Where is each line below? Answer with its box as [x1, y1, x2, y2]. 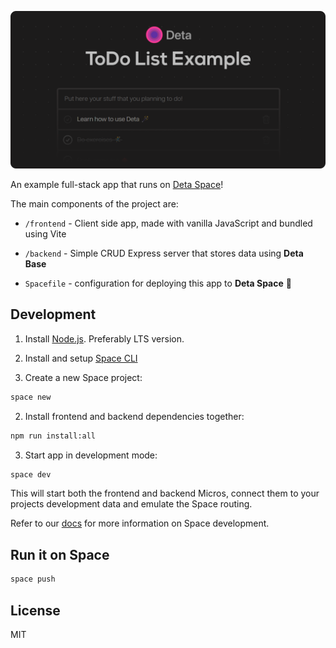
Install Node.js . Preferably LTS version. [24, 332, 185, 345]
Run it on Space [10, 546, 110, 563]
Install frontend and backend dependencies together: [24, 410, 245, 422]
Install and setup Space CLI [24, 352, 138, 364]
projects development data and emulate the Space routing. [10, 498, 253, 510]
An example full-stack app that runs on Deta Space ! [10, 179, 224, 190]
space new [10, 392, 52, 402]
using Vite [24, 228, 67, 240]
